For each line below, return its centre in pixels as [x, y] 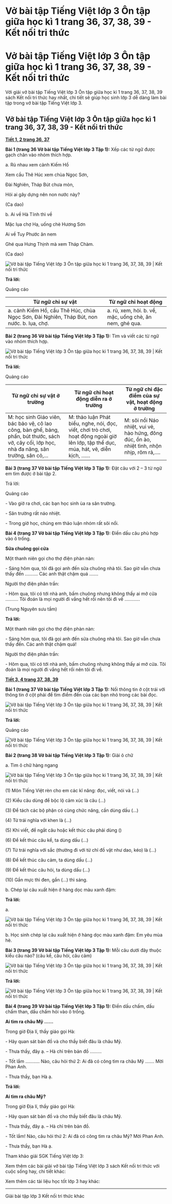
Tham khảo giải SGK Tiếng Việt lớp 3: [45, 1156]
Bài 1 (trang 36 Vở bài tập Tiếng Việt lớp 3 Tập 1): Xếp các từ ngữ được [80, 149]
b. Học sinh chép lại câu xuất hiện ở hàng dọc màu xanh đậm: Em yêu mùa [84, 935]
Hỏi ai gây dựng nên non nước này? [43, 194]
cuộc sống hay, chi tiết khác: [36, 1171]
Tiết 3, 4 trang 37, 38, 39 [32, 679]
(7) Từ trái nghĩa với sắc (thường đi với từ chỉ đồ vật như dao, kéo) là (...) [81, 850]
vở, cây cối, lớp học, [32, 442]
